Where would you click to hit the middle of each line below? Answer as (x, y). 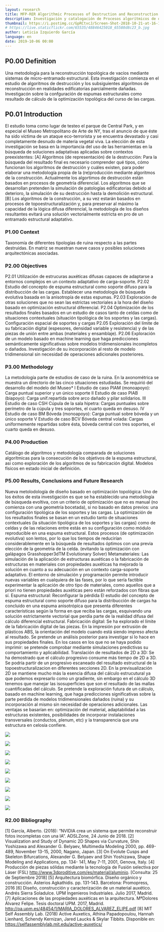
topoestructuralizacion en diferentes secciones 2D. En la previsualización (79, 668)
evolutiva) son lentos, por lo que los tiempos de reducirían (63, 538)
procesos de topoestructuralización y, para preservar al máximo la (72, 204)
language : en (18, 37)
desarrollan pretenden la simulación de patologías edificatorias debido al (78, 188)
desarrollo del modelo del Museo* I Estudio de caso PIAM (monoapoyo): (78, 388)
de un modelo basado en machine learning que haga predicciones (72, 339)
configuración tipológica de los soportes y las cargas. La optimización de (79, 512)
